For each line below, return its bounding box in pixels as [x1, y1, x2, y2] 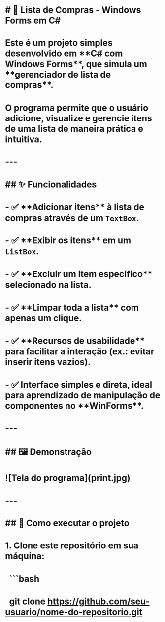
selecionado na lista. [5, 279, 92, 290]
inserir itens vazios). [5, 356, 91, 367]
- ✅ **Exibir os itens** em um [5, 235, 132, 246]
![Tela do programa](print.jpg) [5, 472, 131, 483]
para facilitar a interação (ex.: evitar [5, 346, 155, 357]
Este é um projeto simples [5, 38, 113, 49]
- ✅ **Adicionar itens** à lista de [5, 202, 144, 213]
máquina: [5, 550, 45, 562]
